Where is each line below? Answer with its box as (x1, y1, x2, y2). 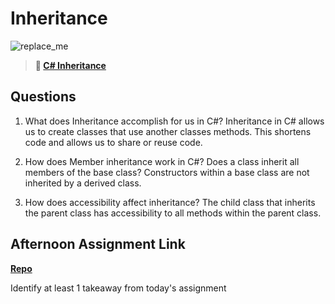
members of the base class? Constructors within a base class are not (24, 166, 310, 178)
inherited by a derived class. (24, 177, 142, 189)
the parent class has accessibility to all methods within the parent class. (24, 207, 322, 219)
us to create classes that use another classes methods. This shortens (24, 125, 312, 137)
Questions (10, 88, 77, 106)
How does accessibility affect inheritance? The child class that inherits (24, 196, 316, 208)
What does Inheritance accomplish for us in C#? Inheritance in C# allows (24, 115, 325, 127)
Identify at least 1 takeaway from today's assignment (10, 282, 227, 294)
